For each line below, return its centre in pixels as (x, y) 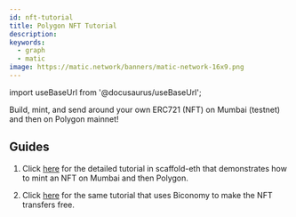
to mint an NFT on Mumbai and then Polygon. (105, 178)
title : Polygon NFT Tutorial (63, 26)
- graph (32, 51)
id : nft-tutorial (41, 17)
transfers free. (48, 205)
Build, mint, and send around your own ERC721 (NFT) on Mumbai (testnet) (145, 109)
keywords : (28, 42)
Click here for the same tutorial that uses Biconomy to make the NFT (147, 195)
